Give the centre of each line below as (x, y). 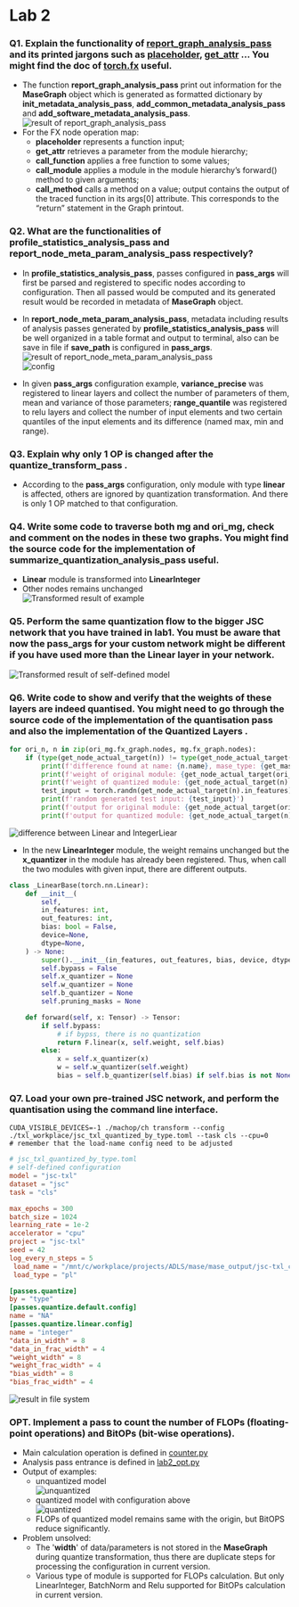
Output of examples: (60, 1471)
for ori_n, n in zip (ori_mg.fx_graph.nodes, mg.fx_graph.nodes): (133, 749)
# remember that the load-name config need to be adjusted (121, 1144)
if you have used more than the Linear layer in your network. (142, 655)
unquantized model (71, 1481)
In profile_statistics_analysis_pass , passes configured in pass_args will (155, 273)
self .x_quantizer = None (87, 977)
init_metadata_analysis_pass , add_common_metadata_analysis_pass (154, 104)
